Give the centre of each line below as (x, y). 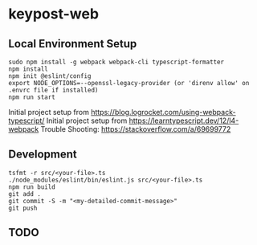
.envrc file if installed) (53, 90)
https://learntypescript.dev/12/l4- (184, 120)
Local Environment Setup (73, 44)
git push (23, 208)
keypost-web (53, 14)
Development (43, 155)
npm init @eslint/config (50, 76)
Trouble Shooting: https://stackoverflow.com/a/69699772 (136, 129)
